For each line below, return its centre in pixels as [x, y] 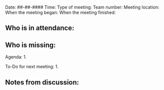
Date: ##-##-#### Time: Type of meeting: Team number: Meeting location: [82, 7]
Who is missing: [31, 45]
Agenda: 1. [16, 57]
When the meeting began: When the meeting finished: [60, 12]
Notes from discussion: [42, 82]
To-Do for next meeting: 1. [32, 67]
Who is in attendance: [40, 28]
